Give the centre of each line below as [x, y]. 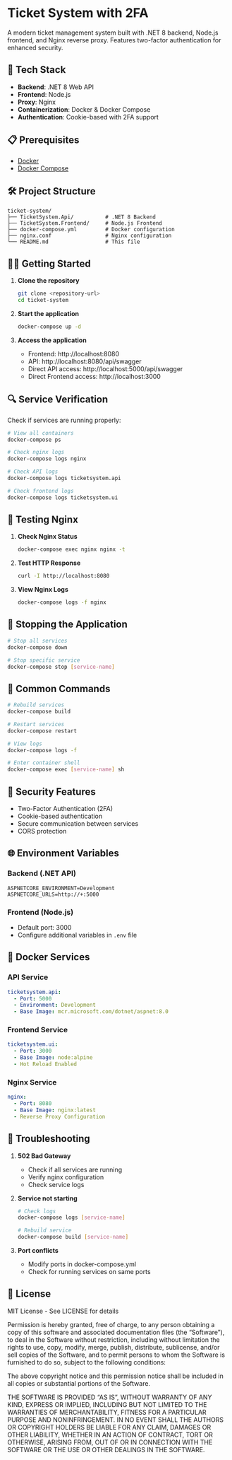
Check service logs [56, 1184]
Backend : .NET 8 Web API [55, 87]
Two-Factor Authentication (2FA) [65, 808]
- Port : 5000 [33, 998]
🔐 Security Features [52, 792]
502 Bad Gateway [44, 1156]
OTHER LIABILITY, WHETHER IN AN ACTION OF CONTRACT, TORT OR [110, 1435]
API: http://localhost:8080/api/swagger [85, 361]
